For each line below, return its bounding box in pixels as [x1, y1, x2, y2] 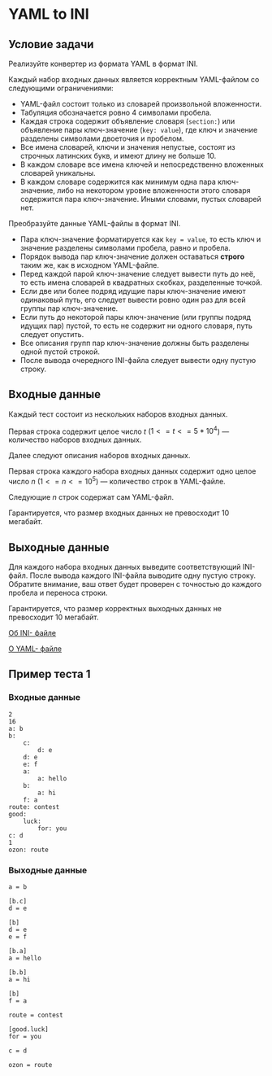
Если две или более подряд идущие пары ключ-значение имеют [19, 286, 246, 295]
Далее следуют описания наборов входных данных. [8, 451, 191, 461]
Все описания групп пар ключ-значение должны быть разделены [19, 339, 249, 348]
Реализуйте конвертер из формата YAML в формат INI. [8, 59, 199, 68]
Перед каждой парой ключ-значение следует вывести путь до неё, [19, 269, 256, 278]
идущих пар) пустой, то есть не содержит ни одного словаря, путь [19, 321, 253, 330]
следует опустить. [19, 330, 84, 339]
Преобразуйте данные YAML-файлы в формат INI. [8, 219, 181, 228]
